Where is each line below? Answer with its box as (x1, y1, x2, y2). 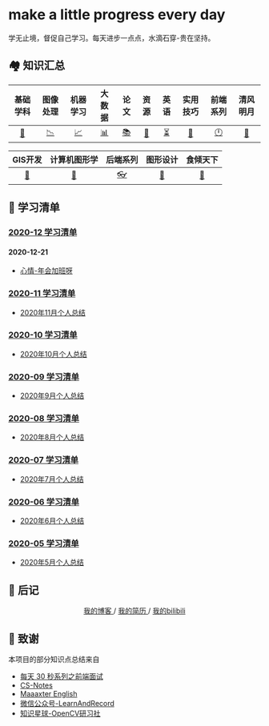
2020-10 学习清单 (8, 330, 78, 341)
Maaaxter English (19, 688, 78, 698)
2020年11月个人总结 (19, 307, 86, 317)
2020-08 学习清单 (8, 413, 80, 424)
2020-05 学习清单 (8, 538, 79, 549)
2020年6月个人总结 (19, 516, 85, 526)
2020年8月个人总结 (19, 432, 85, 442)
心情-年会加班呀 (19, 266, 74, 275)
